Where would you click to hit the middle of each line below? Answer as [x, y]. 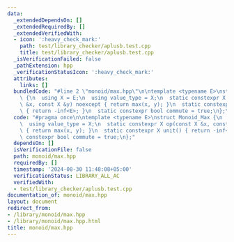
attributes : [31, 78]
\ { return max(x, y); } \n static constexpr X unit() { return [115, 130]
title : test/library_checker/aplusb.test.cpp [87, 53]
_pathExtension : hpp [43, 66]
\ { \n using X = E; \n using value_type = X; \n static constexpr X [123, 98]
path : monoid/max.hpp [45, 157]
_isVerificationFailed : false [57, 59]
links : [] [34, 85]
